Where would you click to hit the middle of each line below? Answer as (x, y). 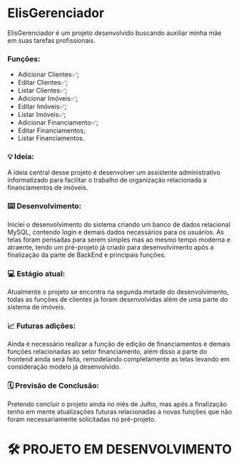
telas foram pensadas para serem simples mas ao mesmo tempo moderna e (119, 240)
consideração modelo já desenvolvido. (64, 367)
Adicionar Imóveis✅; (48, 98)
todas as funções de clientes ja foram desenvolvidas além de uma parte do (118, 299)
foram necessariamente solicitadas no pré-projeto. (82, 419)
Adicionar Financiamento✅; (58, 123)
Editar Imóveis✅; (42, 107)
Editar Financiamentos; (51, 130)
